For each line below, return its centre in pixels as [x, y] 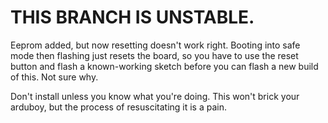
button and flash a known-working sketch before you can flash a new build [164, 66]
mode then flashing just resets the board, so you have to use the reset [154, 55]
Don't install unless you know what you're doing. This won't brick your [155, 96]
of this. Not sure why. [54, 77]
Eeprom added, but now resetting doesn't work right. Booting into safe [155, 45]
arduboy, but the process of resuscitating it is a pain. [119, 107]
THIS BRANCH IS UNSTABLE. [132, 17]
